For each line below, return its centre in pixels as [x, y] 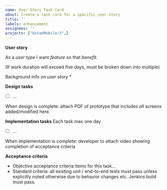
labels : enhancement [27, 24]
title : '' [16, 19]
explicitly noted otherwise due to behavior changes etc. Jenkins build [85, 177]
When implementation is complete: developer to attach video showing [77, 141]
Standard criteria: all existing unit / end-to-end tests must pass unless [85, 171]
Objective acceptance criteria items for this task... [64, 166]
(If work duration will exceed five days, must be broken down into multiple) [82, 67]
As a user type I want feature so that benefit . [52, 57]
